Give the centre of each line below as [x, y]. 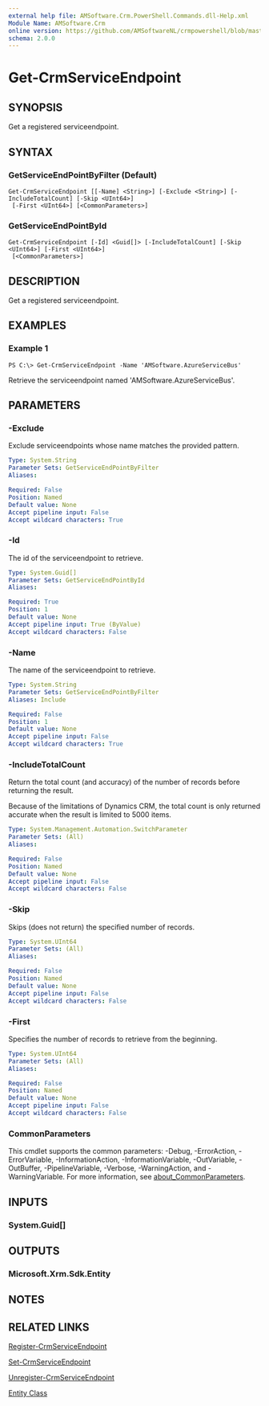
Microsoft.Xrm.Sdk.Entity [60, 1273]
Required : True [34, 602]
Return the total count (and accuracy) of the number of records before [124, 782]
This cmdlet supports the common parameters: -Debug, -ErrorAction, [123, 1151]
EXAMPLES [37, 326]
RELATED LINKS [49, 1327]
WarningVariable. [37, 1177]
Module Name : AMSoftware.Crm [57, 23]
